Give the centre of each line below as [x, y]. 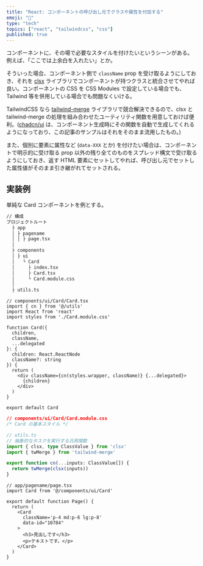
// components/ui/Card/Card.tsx [47, 301]
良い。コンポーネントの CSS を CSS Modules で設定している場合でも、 [96, 88]
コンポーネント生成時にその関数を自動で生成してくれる [125, 124]
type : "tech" [23, 23]
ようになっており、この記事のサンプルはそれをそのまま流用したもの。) [94, 132]
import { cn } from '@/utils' [45, 306]
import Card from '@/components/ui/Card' [60, 491]
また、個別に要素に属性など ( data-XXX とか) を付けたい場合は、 [86, 145]
